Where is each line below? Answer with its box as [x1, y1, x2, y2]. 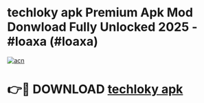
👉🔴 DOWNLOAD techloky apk [7, 82, 183, 97]
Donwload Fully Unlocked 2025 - [7, 19, 198, 35]
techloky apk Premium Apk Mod [7, 5, 194, 20]
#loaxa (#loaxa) [7, 34, 98, 49]
